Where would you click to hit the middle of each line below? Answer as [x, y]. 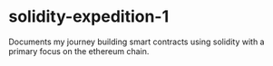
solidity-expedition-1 [89, 17]
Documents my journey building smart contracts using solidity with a [136, 42]
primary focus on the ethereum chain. [79, 51]
